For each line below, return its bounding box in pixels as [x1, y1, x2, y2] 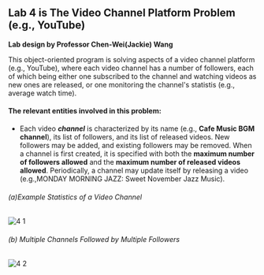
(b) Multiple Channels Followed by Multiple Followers [8, 234, 180, 243]
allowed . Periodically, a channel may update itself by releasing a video [19, 165, 249, 176]
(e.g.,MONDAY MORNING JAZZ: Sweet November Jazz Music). [19, 174, 225, 184]
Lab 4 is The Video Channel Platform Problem [8, 6, 236, 20]
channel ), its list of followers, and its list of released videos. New [19, 132, 230, 142]
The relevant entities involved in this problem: [8, 106, 162, 116]
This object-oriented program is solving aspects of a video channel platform [8, 54, 255, 64]
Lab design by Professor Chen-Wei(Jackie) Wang [8, 39, 173, 49]
